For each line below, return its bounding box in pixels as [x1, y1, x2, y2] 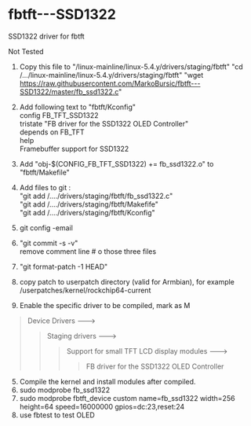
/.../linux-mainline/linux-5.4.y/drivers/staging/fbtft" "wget [19, 70, 204, 79]
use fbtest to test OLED [19, 410, 96, 420]
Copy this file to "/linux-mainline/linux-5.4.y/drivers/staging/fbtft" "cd [19, 61, 243, 72]
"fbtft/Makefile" [19, 167, 71, 177]
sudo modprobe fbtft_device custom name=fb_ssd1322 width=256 [19, 393, 235, 402]
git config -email [19, 222, 73, 233]
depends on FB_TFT [19, 127, 85, 137]
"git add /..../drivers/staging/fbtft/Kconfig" [19, 207, 155, 217]
